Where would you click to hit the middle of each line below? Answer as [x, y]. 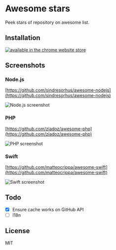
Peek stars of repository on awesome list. [47, 22]
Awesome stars [38, 9]
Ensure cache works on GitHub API [48, 209]
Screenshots [25, 66]
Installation [23, 38]
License [18, 231]
